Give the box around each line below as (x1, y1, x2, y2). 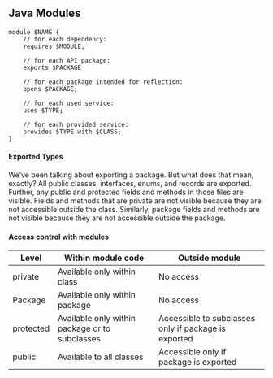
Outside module (177, 252, 241, 263)
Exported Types (8, 152, 63, 162)
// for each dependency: (23, 35, 107, 43)
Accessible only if (158, 346, 227, 358)
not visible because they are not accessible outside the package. (8, 213, 226, 223)
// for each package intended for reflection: (23, 77, 184, 86)
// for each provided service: (23, 120, 129, 128)
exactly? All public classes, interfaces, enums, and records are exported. (8, 179, 252, 189)
